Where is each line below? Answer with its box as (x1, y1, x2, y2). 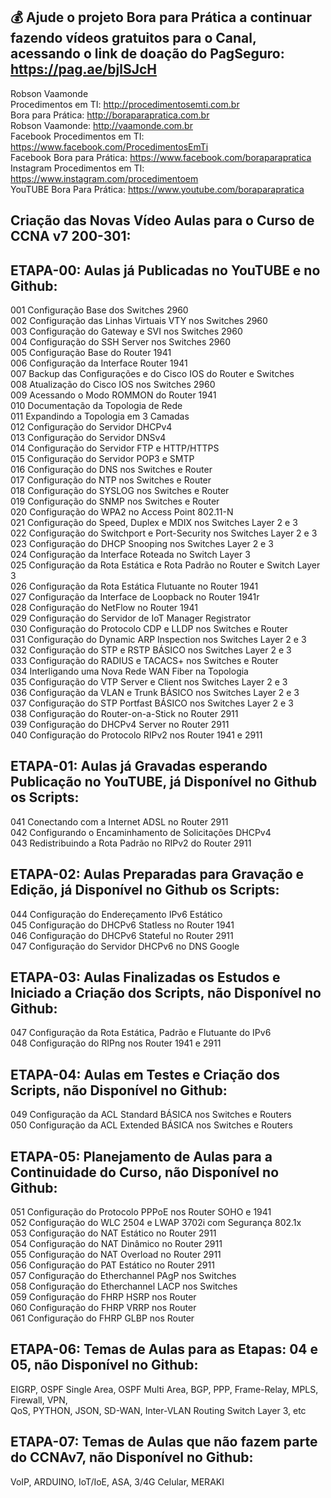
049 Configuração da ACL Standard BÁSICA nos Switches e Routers (10, 1109, 292, 1121)
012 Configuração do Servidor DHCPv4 (10, 421, 173, 433)
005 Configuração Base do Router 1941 (10, 347, 172, 359)
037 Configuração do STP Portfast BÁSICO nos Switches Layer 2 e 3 (10, 697, 294, 709)
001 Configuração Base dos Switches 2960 (10, 304, 189, 316)
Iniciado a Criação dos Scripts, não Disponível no (10, 985, 322, 1002)
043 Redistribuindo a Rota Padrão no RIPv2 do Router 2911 (10, 837, 252, 849)
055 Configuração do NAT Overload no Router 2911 (10, 1249, 222, 1261)
